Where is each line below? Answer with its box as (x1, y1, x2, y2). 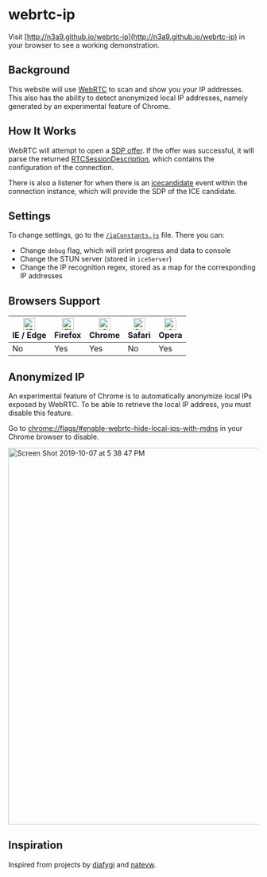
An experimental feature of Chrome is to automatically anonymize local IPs (8, 391, 253, 401)
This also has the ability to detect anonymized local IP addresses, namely (8, 93, 248, 103)
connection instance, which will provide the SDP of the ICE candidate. (8, 186, 237, 196)
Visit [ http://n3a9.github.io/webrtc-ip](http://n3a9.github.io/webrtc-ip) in (8, 32, 246, 41)
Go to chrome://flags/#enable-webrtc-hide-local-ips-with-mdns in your (8, 424, 243, 433)
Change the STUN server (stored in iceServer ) (19, 254, 172, 264)
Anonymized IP (8, 370, 85, 383)
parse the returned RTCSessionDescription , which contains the (8, 153, 215, 164)
